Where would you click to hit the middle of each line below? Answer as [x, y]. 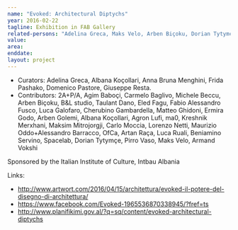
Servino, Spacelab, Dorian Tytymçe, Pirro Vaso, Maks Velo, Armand [116, 140]
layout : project [31, 60]
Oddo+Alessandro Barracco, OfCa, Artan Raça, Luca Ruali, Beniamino [119, 132]
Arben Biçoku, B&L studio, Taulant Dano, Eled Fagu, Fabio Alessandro [119, 103]
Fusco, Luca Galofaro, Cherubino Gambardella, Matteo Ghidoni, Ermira [120, 110]
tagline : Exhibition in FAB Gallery [61, 27]
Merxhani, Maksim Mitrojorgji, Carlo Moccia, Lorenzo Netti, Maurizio [117, 125]
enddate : [20, 54]
